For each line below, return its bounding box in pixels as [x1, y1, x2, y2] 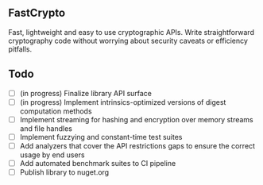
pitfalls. [8, 44, 33, 54]
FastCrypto [8, 6, 66, 20]
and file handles [19, 123, 73, 133]
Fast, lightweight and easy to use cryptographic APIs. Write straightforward [8, 27, 254, 37]
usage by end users [19, 150, 85, 160]
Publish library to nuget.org [19, 168, 110, 177]
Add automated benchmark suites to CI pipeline [19, 158, 176, 168]
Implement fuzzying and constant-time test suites [19, 132, 183, 141]
